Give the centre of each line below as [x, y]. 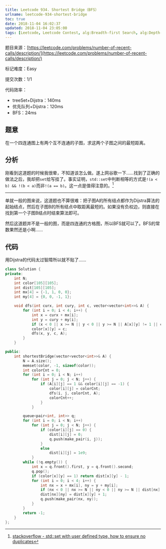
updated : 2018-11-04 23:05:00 [36, 28]
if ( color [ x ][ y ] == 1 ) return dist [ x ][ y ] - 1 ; [80, 476]
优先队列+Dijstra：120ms [38, 106]
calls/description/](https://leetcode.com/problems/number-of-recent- [76, 53]
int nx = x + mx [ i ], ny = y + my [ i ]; [79, 485]
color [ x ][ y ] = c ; [49, 329]
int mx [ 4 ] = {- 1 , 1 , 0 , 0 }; [43, 292]
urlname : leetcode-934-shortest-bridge [46, 14]
